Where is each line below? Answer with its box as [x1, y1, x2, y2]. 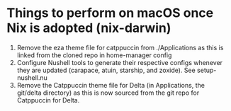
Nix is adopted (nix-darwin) [6, 20, 171, 36]
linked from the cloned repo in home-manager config [16, 51, 172, 59]
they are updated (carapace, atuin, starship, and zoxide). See [16, 66, 196, 74]
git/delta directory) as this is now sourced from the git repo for [16, 88, 200, 97]
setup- [196, 66, 217, 74]
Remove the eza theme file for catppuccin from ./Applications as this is [16, 43, 224, 52]
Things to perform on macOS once [6, 5, 214, 21]
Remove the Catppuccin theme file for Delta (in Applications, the [16, 81, 205, 89]
